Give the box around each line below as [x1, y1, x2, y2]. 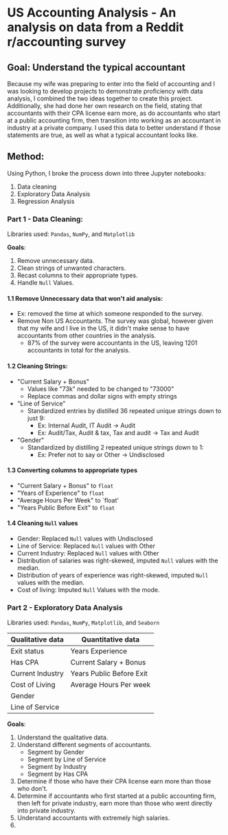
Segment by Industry [27, 763, 87, 771]
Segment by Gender [27, 748, 84, 757]
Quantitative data [81, 635, 140, 644]
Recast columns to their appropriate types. [16, 271, 139, 279]
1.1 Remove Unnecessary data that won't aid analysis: [7, 294, 163, 302]
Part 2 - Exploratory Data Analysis [7, 602, 123, 612]
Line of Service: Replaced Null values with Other [16, 542, 156, 550]
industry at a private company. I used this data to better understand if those [7, 124, 221, 131]
